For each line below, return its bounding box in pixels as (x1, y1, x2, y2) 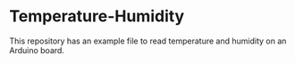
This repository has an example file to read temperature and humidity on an (9, 35, 287, 46)
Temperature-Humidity (9, 6, 185, 27)
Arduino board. (9, 44, 65, 55)
